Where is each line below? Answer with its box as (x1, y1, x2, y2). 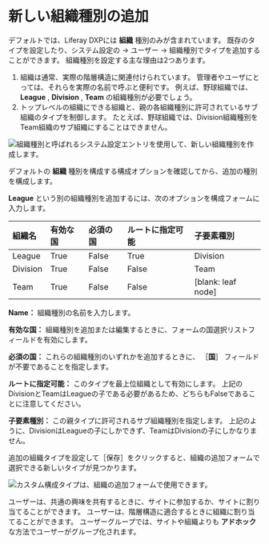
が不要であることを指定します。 (8, 362, 114, 371)
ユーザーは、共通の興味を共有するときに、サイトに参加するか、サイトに (8, 497, 247, 506)
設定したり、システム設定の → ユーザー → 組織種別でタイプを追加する (29, 45, 261, 54)
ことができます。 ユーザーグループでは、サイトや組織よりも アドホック (22, 517, 257, 526)
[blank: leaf (194, 276, 237, 287)
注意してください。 (22, 398, 86, 408)
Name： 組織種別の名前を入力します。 (8, 307, 135, 317)
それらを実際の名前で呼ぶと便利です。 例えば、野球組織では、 (47, 82, 253, 92)
